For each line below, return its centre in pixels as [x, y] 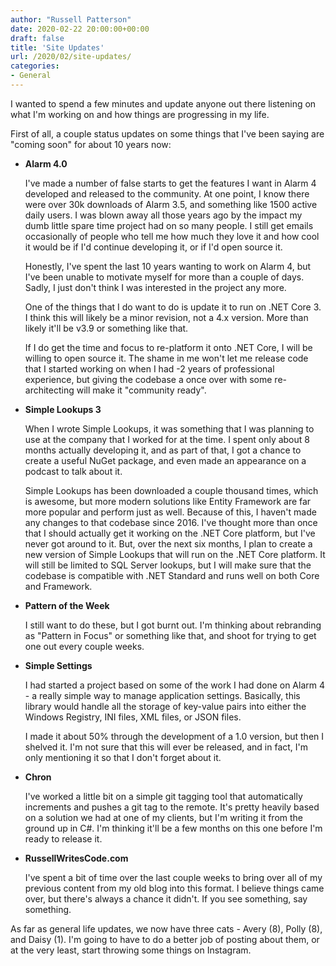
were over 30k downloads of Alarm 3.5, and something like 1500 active [171, 204]
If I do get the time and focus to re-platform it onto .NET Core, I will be [168, 347]
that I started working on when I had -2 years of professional [149, 368]
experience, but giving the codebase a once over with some [148, 379]
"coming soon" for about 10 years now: [91, 144]
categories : [35, 66]
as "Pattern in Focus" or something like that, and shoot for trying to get [170, 635]
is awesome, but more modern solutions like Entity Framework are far [168, 501]
